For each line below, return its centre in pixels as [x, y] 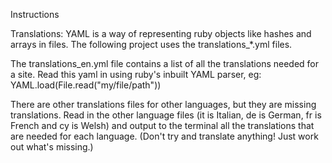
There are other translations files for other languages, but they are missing [163, 104]
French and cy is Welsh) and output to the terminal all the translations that [162, 125]
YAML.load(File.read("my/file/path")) [86, 85]
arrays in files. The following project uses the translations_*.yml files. [151, 44]
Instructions [35, 14]
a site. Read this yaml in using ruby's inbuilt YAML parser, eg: [136, 74]
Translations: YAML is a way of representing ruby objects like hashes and [161, 33]
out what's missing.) [52, 147]
